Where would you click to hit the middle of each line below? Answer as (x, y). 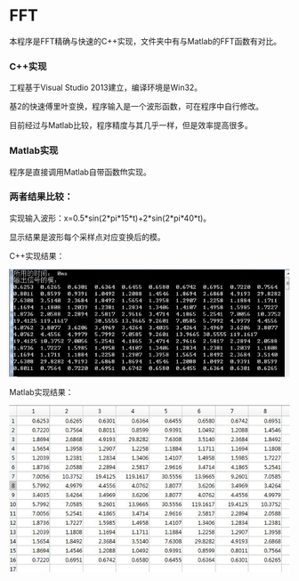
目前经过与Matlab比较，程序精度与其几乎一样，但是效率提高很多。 (131, 125)
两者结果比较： (41, 197)
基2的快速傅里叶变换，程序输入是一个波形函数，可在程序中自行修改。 (137, 107)
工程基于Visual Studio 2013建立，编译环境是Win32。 (106, 88)
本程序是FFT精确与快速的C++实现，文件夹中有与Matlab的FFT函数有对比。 (145, 41)
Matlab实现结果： (41, 391)
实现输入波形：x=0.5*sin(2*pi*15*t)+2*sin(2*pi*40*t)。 (110, 218)
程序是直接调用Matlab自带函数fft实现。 (80, 172)
